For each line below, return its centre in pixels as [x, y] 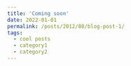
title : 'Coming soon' [38, 13]
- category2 [31, 52]
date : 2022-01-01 [32, 20]
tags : [15, 33]
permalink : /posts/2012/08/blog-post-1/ [66, 26]
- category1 [31, 45]
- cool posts [32, 39]
